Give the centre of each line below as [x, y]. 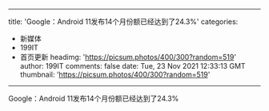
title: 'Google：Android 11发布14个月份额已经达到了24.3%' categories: [123, 22]
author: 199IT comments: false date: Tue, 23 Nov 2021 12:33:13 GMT [132, 66]
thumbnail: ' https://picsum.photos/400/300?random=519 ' [115, 74]
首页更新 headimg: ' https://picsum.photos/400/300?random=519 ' [128, 57]
